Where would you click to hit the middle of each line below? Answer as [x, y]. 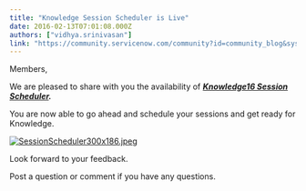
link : [20, 43]
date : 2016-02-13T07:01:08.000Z [71, 26]
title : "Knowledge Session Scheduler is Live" [99, 18]
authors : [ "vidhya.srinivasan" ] [71, 35]
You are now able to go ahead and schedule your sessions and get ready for [153, 114]
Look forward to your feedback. [69, 159]
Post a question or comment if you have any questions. [112, 176]
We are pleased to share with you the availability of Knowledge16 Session [149, 86]
